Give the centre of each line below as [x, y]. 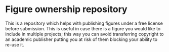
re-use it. [15, 44]
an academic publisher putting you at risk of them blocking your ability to [81, 39]
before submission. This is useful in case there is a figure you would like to [83, 28]
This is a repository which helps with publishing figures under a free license [84, 23]
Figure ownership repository [66, 9]
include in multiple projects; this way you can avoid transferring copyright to [85, 34]
